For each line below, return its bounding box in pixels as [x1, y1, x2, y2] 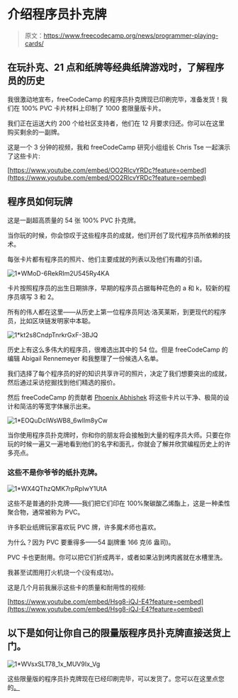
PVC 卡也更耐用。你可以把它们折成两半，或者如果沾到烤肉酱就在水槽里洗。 [7, 553, 227, 561]
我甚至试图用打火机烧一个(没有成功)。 [7, 568, 118, 576]
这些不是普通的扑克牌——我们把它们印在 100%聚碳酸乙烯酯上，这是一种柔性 [7, 499, 231, 507]
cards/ [24, 39, 44, 47]
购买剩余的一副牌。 [7, 128, 64, 136]
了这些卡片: [7, 152, 41, 160]
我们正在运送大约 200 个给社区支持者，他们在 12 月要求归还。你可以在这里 [7, 118, 225, 128]
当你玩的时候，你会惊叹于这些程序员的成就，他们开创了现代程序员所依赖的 [7, 231, 225, 240]
